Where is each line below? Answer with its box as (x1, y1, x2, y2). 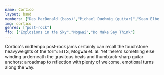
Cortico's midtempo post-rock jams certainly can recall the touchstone (5, 44, 148, 49)
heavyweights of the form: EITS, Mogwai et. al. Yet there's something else (5, 49, 155, 54)
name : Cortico (5, 7, 34, 12)
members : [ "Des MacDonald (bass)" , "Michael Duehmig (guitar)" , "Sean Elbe (5, 16, 160, 21)
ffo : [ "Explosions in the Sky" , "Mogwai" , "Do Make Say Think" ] (5, 30, 135, 35)
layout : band (5, 12, 32, 17)
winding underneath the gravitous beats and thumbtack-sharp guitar (5, 54, 144, 59)
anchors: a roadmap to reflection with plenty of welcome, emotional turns (5, 59, 154, 65)
